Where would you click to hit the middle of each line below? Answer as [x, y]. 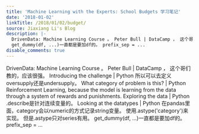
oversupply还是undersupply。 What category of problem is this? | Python [96, 83]
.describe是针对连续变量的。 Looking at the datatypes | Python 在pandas [96, 103]
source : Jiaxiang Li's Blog [41, 28]
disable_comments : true [36, 51]
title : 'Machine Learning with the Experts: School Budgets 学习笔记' [94, 12]
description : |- [26, 34]
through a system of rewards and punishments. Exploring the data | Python [98, 96]
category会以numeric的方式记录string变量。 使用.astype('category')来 [102, 110]
